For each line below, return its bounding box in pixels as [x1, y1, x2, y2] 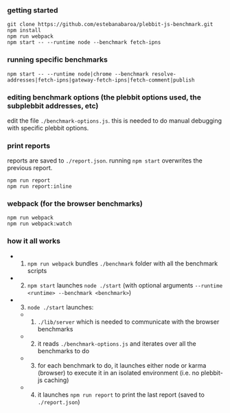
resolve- [151, 71, 176, 78]
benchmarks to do [37, 346, 90, 355]
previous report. [7, 164, 53, 172]
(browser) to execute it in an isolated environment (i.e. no [37, 368, 200, 377]
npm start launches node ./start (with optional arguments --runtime [27, 281, 223, 290]
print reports [7, 141, 50, 150]
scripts [27, 266, 47, 274]
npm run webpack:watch [7, 220, 72, 228]
